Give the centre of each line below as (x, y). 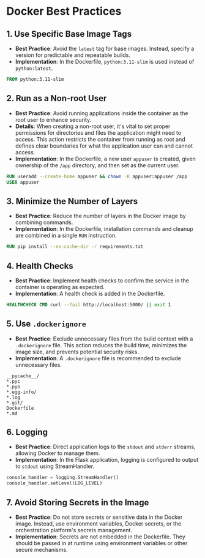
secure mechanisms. (42, 550)
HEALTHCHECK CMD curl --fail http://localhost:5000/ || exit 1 (89, 304)
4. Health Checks (40, 266)
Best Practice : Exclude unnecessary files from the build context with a (104, 339)
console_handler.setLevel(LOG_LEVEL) (54, 483)
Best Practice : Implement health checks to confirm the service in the (102, 281)
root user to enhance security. (53, 119)
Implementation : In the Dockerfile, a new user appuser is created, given (105, 159)
